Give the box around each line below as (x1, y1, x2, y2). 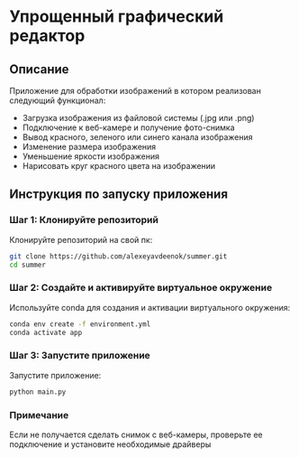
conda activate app (9, 328, 83, 337)
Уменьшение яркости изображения (22, 151, 160, 162)
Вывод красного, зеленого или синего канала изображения (22, 132, 254, 142)
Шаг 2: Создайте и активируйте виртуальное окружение (9, 282, 273, 294)
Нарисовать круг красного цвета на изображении (22, 161, 216, 171)
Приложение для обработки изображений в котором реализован (9, 86, 261, 96)
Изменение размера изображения (22, 142, 157, 152)
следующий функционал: (9, 95, 106, 106)
